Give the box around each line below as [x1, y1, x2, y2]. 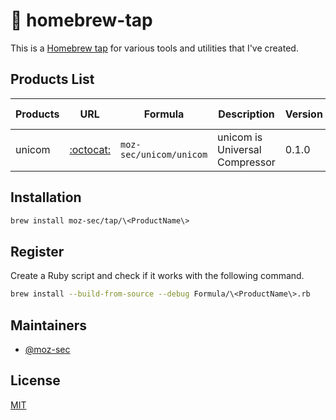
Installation [10, 189, 82, 206]
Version [284, 107, 323, 121]
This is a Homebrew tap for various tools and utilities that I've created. [10, 42, 299, 54]
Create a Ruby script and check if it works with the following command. [10, 270, 305, 282]
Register [10, 243, 65, 260]
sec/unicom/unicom [119, 149, 208, 160]
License [10, 372, 61, 389]
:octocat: [69, 142, 111, 156]
